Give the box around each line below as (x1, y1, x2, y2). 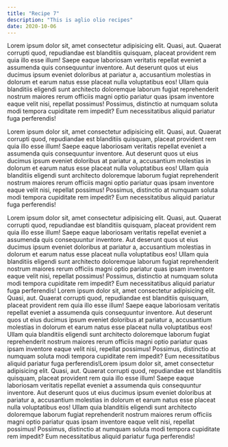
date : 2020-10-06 (7, 23, 57, 29)
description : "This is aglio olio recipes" (7, 16, 134, 23)
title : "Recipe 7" (7, 10, 60, 17)
